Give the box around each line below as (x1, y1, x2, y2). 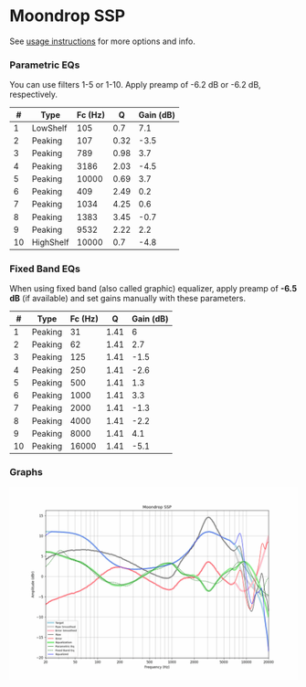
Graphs (9, 466, 43, 479)
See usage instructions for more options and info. (9, 36, 196, 47)
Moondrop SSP (9, 5, 126, 26)
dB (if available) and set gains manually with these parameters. (9, 293, 247, 304)
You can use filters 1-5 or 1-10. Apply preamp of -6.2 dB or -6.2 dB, (9, 79, 262, 90)
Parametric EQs (9, 58, 80, 71)
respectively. (9, 89, 58, 100)
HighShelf (31, 237, 69, 248)
